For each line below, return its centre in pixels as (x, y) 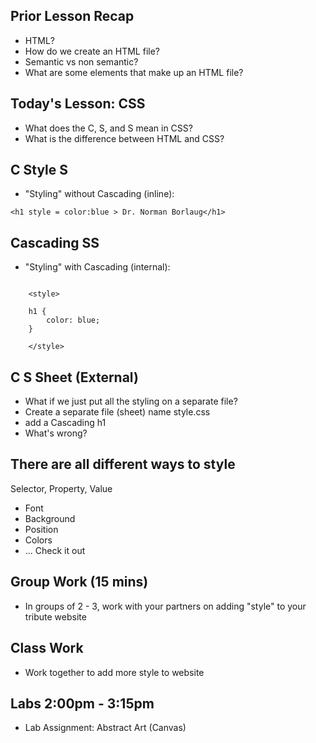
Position (41, 529)
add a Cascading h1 (65, 423)
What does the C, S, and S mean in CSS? (108, 128)
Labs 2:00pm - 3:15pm (82, 703)
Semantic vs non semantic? (81, 61)
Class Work (47, 648)
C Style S (39, 170)
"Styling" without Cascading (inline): (99, 194)
